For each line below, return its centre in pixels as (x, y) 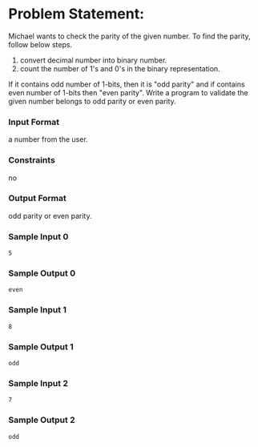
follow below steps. (40, 44)
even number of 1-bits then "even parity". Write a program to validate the (128, 92)
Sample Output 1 (41, 347)
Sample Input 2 (38, 383)
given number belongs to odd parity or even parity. (92, 101)
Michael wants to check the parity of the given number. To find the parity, (129, 36)
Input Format (34, 122)
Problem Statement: (77, 14)
